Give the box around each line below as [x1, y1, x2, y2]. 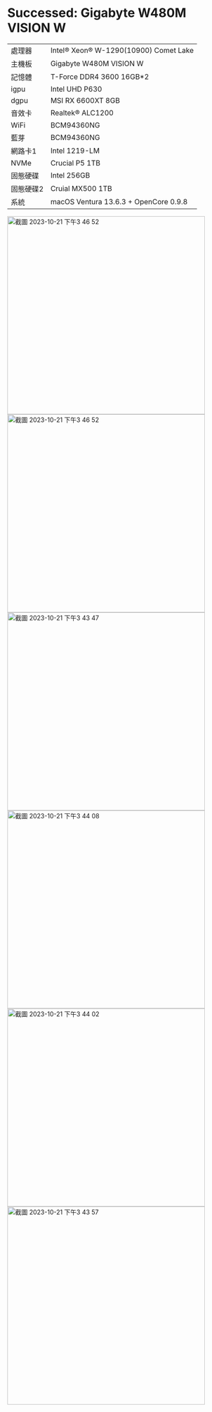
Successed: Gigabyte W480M [7, 5, 187, 21]
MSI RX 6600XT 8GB [50, 95, 121, 105]
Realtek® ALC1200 [50, 108, 114, 118]
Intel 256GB [50, 170, 91, 180]
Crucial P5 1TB [50, 158, 100, 168]
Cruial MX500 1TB [50, 183, 112, 193]
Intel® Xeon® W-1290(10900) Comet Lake [50, 45, 194, 55]
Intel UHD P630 [50, 84, 102, 94]
